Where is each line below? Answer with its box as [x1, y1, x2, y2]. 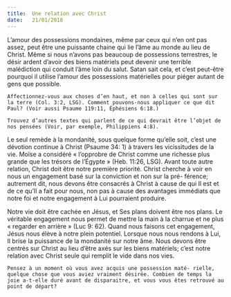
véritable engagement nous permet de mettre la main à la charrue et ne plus [7, 215, 224, 223]
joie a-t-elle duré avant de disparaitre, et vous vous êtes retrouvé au [7, 277, 225, 284]
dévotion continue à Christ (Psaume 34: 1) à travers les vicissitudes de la [7, 142, 214, 151]
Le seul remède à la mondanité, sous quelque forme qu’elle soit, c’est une [7, 135, 216, 144]
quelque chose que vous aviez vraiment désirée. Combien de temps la [7, 271, 212, 278]
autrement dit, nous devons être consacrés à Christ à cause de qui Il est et [7, 179, 219, 187]
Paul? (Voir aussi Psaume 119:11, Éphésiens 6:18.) [7, 105, 159, 112]
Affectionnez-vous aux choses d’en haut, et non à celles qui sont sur [7, 93, 218, 100]
